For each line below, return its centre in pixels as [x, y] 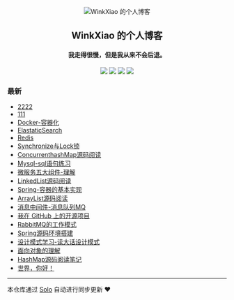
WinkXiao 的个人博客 [117, 36]
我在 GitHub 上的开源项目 [54, 216]
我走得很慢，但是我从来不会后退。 [117, 54]
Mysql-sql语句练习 [44, 163]
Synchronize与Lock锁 [48, 146]
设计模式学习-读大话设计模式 [58, 241]
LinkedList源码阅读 [44, 181]
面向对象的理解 [39, 250]
